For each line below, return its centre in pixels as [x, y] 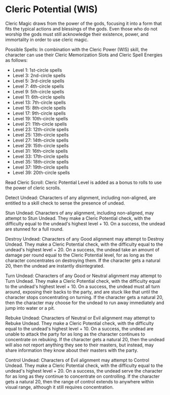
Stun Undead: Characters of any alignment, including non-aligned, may [80, 213]
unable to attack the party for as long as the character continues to [75, 334]
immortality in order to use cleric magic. [47, 40]
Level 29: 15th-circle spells [41, 145]
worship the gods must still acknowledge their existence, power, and [77, 34]
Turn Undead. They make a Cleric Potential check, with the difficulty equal [83, 281]
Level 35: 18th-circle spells [41, 161]
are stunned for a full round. [35, 229]
